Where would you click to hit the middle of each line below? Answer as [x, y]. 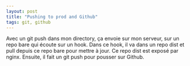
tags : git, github [28, 22]
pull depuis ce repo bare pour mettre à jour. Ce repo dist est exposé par [92, 51]
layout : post [22, 11]
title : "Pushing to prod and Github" [52, 17]
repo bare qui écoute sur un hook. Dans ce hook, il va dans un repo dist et [95, 45]
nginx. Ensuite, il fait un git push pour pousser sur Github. [75, 57]
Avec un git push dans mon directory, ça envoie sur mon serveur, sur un [93, 39]
